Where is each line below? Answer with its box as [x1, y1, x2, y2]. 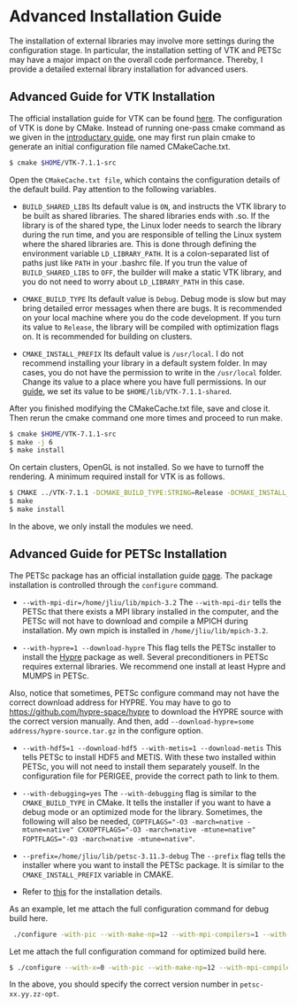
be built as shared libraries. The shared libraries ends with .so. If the [21, 210, 270, 221]
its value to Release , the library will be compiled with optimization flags [21, 321, 279, 332]
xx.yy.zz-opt [9, 990, 57, 999]
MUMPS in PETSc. [21, 670, 90, 681]
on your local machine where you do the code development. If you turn [21, 312, 281, 322]
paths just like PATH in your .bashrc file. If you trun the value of [21, 257, 247, 267]
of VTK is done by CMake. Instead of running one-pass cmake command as [9, 122, 286, 133]
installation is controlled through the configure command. [9, 579, 219, 590]
